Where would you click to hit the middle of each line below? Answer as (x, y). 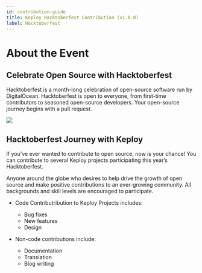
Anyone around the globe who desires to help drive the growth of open (94, 178)
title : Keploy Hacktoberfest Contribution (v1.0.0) (72, 18)
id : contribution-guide (36, 12)
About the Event (48, 53)
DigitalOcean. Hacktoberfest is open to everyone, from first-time (86, 96)
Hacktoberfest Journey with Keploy (75, 139)
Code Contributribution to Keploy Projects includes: (79, 203)
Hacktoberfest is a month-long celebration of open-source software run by (99, 90)
